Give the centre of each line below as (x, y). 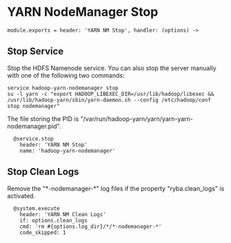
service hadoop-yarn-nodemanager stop (63, 88)
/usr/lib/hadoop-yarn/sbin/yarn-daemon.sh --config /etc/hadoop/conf (109, 100)
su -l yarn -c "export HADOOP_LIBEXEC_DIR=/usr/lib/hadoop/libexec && (111, 94)
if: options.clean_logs (54, 220)
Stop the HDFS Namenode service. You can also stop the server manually (112, 68)
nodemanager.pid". (34, 126)
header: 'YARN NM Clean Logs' (63, 214)
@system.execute (37, 208)
